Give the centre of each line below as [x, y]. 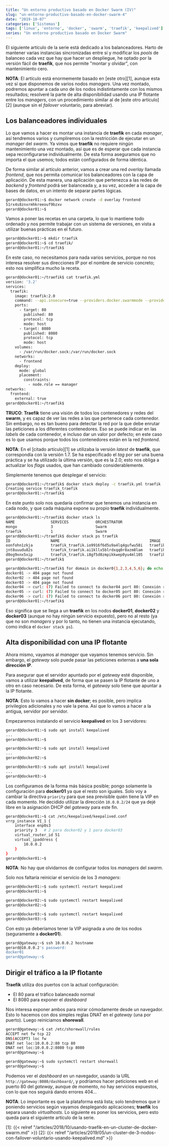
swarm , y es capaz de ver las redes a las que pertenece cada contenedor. [82, 418]
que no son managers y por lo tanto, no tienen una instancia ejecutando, [81, 621]
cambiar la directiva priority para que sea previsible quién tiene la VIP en [82, 796]
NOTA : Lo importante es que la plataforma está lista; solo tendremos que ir [83, 1101]
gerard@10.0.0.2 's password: [36, 948]
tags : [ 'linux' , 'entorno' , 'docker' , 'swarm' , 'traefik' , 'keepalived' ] [84, 29]
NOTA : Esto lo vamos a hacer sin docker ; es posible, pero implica [74, 701]
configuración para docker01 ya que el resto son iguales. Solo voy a [76, 791]
